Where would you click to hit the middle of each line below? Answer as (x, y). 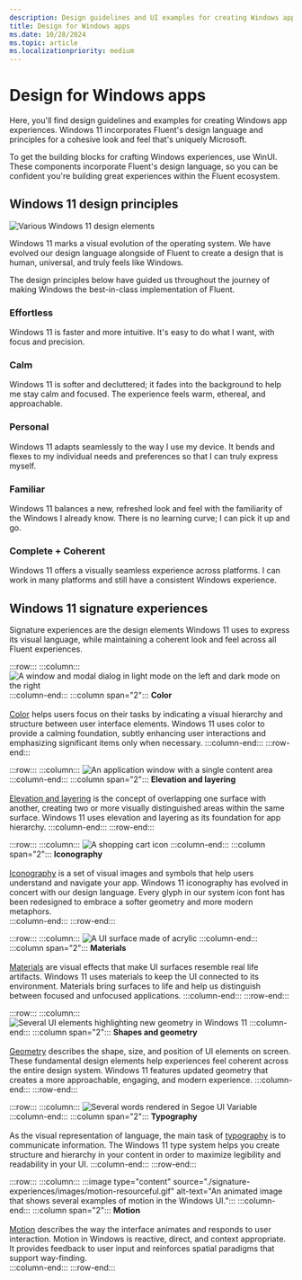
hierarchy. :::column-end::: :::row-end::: (82, 827)
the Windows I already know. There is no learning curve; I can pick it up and (150, 519)
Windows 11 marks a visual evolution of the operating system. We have (140, 243)
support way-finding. (48, 1258)
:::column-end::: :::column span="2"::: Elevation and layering (123, 779)
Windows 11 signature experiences (109, 608)
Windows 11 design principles (94, 204)
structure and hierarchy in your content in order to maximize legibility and (145, 1155)
